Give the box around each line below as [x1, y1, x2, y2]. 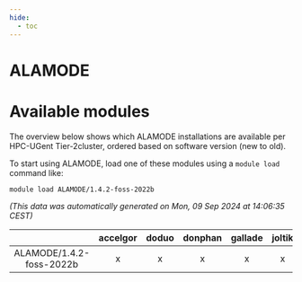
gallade [230, 231, 263, 243]
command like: [9, 167, 64, 178]
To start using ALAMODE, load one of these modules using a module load [9, 158, 280, 169]
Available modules [9, 101, 150, 121]
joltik [271, 231, 294, 243]
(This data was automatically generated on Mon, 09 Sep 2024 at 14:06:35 [9, 200, 285, 211]
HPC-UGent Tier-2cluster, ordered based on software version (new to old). [9, 140, 286, 151]
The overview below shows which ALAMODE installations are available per [9, 131, 286, 142]
